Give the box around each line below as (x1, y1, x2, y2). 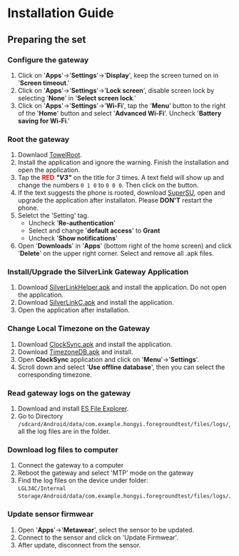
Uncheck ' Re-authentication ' (28, 219, 116, 228)
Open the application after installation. (17, 305, 131, 315)
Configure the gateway (7, 55, 89, 65)
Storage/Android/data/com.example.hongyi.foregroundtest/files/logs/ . (17, 491, 231, 500)
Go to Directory (17, 412, 63, 420)
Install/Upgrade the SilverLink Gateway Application (7, 267, 189, 277)
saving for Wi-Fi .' (17, 116, 70, 125)
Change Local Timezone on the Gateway (7, 323, 151, 333)
